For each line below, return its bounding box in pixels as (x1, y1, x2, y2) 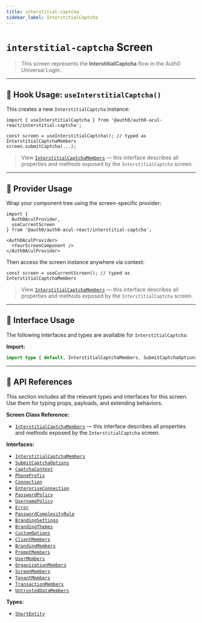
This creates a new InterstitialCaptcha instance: (6, 106, 130, 113)
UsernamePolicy (14, 498, 54, 504)
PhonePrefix (14, 473, 45, 479)
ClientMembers (14, 536, 50, 542)
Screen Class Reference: (6, 411, 70, 418)
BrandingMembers (14, 542, 56, 549)
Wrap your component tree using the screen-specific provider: (6, 200, 162, 207)
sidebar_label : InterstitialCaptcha (6, 14, 98, 20)
